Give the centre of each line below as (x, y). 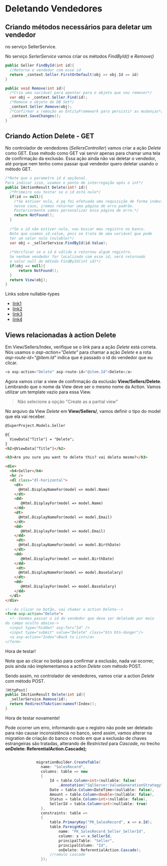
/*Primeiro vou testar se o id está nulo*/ (55, 192)
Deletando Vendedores (54, 9)
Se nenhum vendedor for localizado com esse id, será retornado (78, 257)
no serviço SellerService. (31, 47)
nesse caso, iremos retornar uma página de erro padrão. (74, 206)
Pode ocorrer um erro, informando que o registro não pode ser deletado (79, 727)
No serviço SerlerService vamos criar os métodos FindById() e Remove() (80, 56)
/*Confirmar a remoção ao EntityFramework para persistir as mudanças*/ (86, 111)
